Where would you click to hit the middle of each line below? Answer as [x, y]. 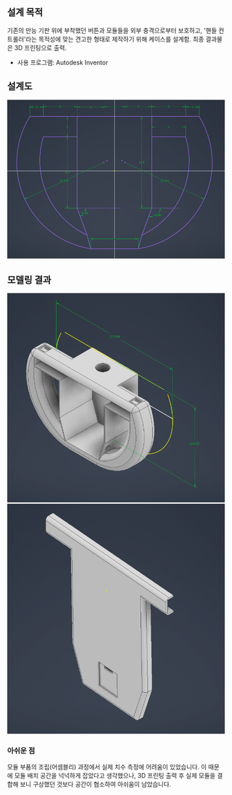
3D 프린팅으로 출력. [40, 48]
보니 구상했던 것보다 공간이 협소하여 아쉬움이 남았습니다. [95, 784]
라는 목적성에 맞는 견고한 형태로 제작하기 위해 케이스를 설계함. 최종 [115, 39]
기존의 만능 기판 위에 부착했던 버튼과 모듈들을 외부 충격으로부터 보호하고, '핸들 [112, 30]
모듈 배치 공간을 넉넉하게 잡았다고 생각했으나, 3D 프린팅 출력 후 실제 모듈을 [115, 775]
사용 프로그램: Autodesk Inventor [62, 62]
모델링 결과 [29, 280]
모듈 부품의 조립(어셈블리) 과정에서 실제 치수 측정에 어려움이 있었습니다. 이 [107, 767]
